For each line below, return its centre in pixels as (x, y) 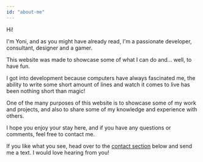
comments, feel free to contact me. (50, 134)
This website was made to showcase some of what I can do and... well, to (99, 59)
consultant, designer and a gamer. (50, 48)
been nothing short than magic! (46, 91)
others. (15, 116)
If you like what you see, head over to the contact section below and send (99, 146)
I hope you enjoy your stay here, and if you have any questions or (89, 127)
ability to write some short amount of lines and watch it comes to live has (98, 84)
